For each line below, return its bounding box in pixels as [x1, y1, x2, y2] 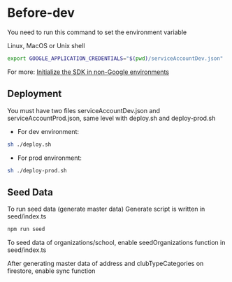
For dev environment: [17, 127, 79, 135]
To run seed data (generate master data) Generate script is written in [7, 205, 205, 214]
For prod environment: [17, 154, 82, 162]
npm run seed [7, 225, 45, 233]
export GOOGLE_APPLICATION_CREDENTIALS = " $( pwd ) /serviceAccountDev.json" [7, 54, 224, 62]
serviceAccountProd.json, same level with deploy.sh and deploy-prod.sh [7, 114, 216, 122]
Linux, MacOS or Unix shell [7, 41, 85, 50]
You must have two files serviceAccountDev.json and [7, 106, 161, 114]
